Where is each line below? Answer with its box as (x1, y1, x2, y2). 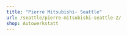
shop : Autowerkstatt (6, 20, 59, 26)
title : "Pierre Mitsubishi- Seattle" (6, 9, 103, 15)
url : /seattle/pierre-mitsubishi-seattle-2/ (6, 15, 122, 21)
